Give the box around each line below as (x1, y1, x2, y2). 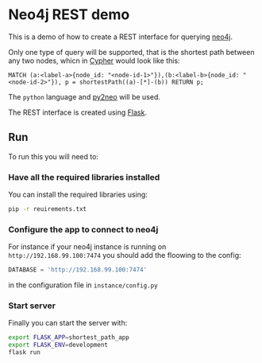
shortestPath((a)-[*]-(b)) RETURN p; (79, 78, 204, 86)
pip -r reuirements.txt (8, 205, 87, 213)
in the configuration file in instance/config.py (8, 280, 158, 290)
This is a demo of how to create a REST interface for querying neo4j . (8, 32, 233, 41)
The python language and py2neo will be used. (8, 92, 161, 101)
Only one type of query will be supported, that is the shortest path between (8, 47, 255, 57)
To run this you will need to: (8, 151, 99, 161)
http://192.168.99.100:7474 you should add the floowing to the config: (8, 251, 241, 260)
